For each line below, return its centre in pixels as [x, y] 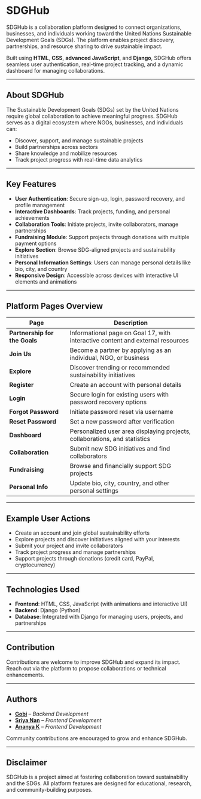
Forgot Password [34, 412]
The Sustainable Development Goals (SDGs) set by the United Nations [92, 109]
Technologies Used [43, 589]
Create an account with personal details [126, 385]
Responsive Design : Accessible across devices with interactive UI [97, 275]
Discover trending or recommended [120, 368]
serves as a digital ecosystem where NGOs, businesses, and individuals [95, 122]
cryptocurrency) [35, 565]
